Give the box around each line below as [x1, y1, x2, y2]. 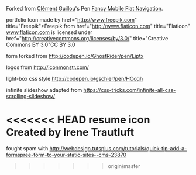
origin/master [108, 162, 140, 169]
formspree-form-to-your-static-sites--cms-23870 [6, 151, 127, 158]
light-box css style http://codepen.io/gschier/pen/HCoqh [6, 76, 143, 82]
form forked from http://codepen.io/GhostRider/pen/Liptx [6, 53, 144, 59]
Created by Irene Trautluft [6, 126, 135, 139]
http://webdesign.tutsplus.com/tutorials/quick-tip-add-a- [49, 145, 187, 152]
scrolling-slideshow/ [6, 93, 56, 99]
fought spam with [6, 145, 49, 152]
